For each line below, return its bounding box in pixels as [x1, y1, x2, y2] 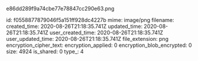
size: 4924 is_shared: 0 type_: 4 [6, 48, 84, 55]
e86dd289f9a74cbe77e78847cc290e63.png [6, 5, 115, 12]
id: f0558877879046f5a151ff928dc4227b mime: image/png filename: [6, 17, 174, 23]
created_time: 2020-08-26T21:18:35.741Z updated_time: [6, 23, 143, 30]
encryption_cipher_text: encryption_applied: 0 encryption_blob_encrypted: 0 [6, 41, 192, 49]
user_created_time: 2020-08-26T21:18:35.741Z [49, 29, 164, 36]
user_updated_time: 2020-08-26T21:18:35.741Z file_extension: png [6, 36, 168, 42]
